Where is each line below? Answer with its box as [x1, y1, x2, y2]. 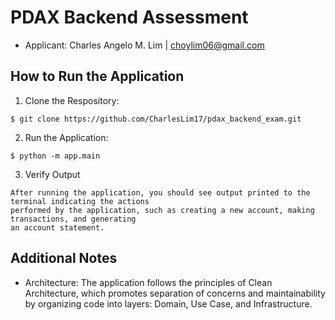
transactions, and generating [10, 214, 137, 224]
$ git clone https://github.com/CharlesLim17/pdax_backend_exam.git [10, 114, 302, 124]
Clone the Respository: [24, 94, 120, 106]
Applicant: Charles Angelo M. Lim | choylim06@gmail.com [24, 39, 265, 51]
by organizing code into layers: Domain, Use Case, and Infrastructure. [24, 297, 313, 310]
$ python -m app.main [10, 151, 101, 161]
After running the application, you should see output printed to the [10, 187, 311, 198]
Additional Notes [10, 250, 118, 267]
